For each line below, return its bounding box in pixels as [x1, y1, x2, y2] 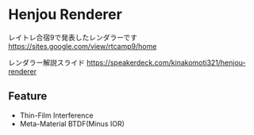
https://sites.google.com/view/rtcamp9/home [8, 41, 157, 51]
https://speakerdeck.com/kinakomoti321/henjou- [86, 58, 246, 67]
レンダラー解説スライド [8, 58, 85, 67]
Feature [8, 89, 48, 103]
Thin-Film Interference [19, 111, 94, 120]
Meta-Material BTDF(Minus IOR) [19, 118, 125, 128]
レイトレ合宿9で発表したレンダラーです [8, 32, 137, 42]
